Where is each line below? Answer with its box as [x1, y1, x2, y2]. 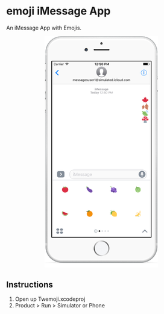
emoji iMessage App [6, 4, 111, 18]
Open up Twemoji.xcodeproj [14, 295, 86, 303]
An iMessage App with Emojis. [6, 24, 82, 31]
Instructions [6, 279, 53, 290]
